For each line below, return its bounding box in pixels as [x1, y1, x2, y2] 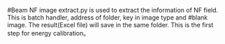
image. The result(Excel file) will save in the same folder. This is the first [7, 21, 214, 29]
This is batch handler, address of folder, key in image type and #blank [7, 13, 208, 22]
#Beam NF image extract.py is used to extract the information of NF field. [7, 6, 219, 14]
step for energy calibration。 [7, 29, 90, 37]
